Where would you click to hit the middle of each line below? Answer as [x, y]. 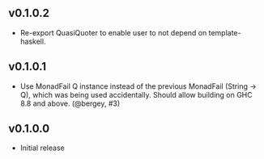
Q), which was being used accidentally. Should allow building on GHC [136, 94]
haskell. [33, 41]
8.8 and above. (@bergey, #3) [70, 103]
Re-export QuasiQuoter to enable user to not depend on [113, 32]
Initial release [42, 148]
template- [225, 32]
